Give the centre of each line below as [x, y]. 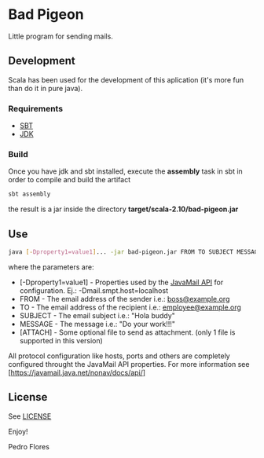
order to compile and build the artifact [70, 180]
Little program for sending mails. [61, 36]
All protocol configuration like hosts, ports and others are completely [119, 356]
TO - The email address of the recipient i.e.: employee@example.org [130, 307]
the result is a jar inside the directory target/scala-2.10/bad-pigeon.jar [123, 209]
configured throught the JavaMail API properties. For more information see [129, 364]
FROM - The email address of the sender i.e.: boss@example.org [125, 299]
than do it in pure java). [46, 88]
